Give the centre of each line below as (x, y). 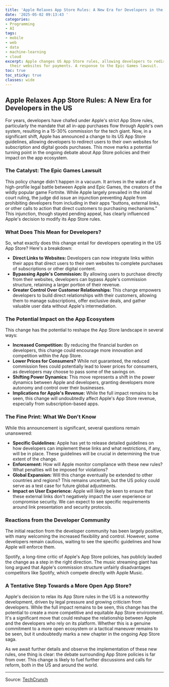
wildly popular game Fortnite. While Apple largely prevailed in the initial (79, 192)
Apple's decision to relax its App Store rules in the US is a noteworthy (77, 597)
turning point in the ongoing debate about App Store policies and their (78, 152)
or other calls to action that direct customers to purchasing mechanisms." (81, 208)
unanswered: (19, 433)
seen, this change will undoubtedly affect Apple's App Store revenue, (84, 399)
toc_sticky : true (23, 75)
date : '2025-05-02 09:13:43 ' (37, 15)
